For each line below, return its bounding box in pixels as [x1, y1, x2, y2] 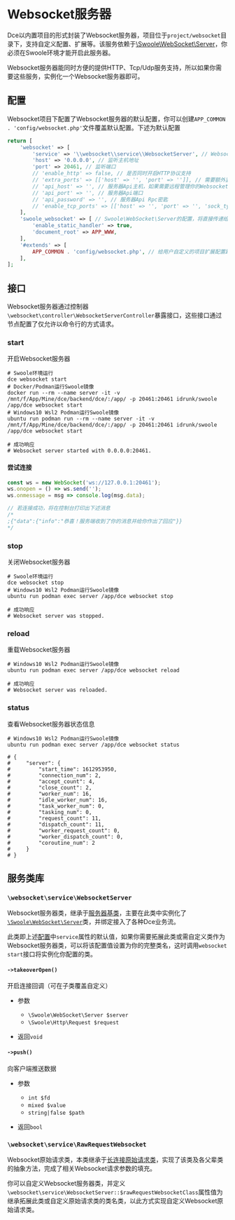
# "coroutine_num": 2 [7, 839, 96, 846]
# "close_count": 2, [7, 784, 92, 791]
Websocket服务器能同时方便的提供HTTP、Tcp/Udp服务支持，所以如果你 [7, 63, 216, 72]
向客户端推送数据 [7, 1064, 57, 1073]
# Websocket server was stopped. [7, 612, 105, 619]
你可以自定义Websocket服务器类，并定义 [7, 1179, 126, 1187]
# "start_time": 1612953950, [7, 766, 117, 773]
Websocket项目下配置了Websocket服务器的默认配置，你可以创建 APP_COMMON [7, 114, 226, 123]
